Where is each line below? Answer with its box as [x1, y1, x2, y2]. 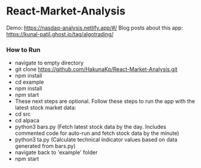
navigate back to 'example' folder [14, 149, 98, 156]
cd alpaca [14, 117, 40, 124]
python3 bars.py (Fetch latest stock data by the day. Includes [14, 123, 167, 131]
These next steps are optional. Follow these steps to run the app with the [14, 98, 195, 105]
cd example [14, 78, 44, 86]
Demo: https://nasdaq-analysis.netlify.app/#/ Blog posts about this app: [6, 24, 183, 31]
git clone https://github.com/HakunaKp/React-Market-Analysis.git [14, 66, 178, 73]
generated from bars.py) [14, 143, 76, 150]
